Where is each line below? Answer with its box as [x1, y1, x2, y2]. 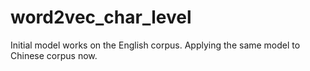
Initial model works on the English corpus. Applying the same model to [10, 39, 301, 51]
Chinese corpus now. [10, 49, 98, 61]
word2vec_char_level [10, 6, 192, 29]
